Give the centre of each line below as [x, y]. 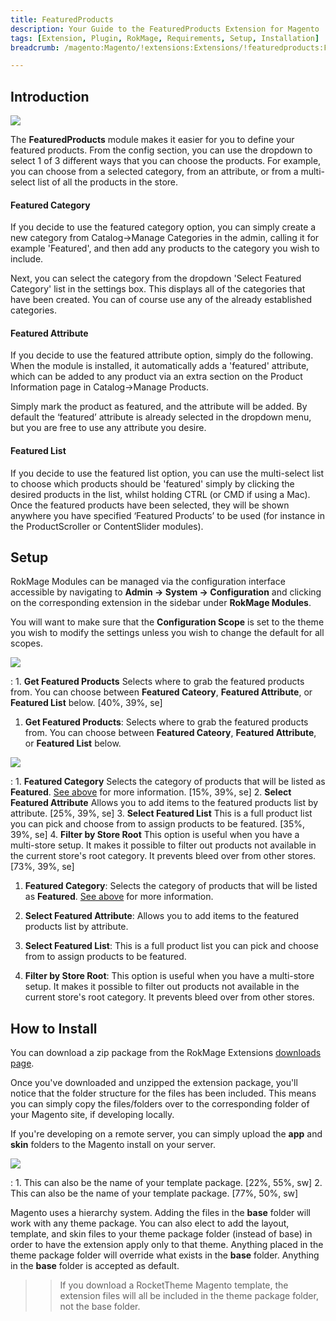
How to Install [54, 1028]
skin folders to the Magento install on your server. [113, 1145]
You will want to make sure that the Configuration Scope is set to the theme [167, 622]
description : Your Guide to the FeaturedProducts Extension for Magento [165, 29]
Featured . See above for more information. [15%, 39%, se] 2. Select [151, 792]
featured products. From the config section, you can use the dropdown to [161, 150]
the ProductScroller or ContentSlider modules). [107, 526]
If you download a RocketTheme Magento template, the [174, 1285]
